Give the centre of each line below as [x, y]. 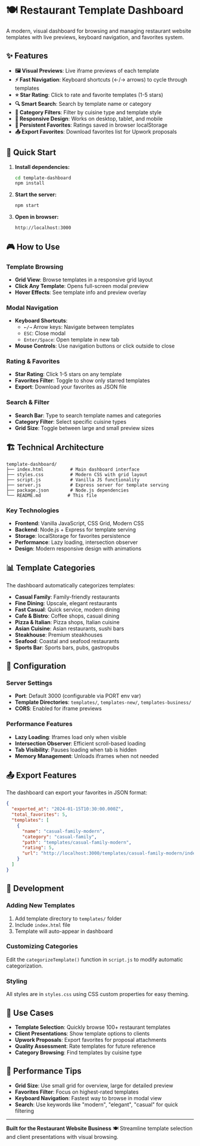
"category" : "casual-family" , [59, 837]
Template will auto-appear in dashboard [64, 931]
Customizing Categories [42, 947]
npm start [27, 206]
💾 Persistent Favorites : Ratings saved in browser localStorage [91, 125]
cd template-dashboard [43, 178]
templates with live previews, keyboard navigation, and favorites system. [95, 37]
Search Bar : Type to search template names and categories [88, 415]
